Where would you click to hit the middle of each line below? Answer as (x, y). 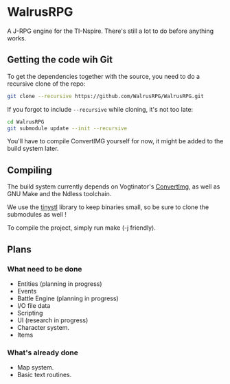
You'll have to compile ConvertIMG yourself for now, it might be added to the (115, 141)
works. (17, 38)
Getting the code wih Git (60, 60)
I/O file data (34, 305)
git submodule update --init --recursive (67, 128)
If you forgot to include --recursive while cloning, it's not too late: (100, 109)
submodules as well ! (37, 215)
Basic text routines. (44, 375)
